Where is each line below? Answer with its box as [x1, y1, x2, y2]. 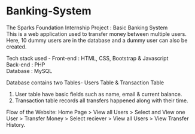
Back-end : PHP [6, 61, 45, 68]
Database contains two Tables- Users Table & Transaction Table [6, 79, 164, 86]
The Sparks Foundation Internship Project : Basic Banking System [6, 24, 168, 31]
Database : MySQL [6, 67, 53, 74]
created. [6, 43, 27, 50]
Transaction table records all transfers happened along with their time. [14, 97, 188, 104]
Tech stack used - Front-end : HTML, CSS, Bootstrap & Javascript [6, 54, 169, 62]
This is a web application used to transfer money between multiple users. [6, 30, 187, 37]
